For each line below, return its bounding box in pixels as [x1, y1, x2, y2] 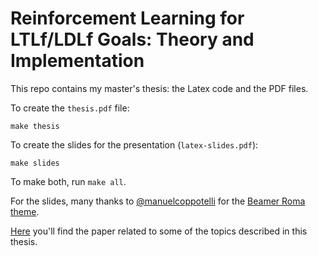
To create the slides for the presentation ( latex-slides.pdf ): [10, 138, 259, 151]
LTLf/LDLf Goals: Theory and [10, 28, 255, 51]
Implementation [10, 50, 145, 72]
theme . [10, 205, 40, 217]
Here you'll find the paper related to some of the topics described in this [10, 225, 308, 237]
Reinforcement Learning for [10, 7, 245, 30]
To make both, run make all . [10, 175, 127, 187]
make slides [10, 158, 60, 168]
